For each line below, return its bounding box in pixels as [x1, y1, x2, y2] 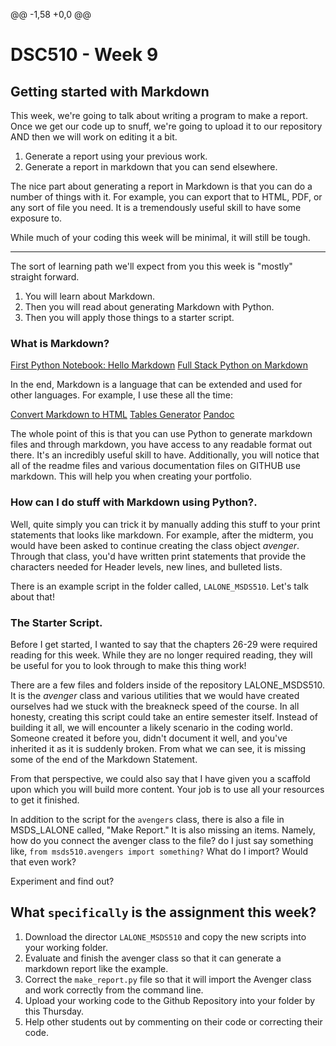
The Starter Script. [10, 615, 103, 629]
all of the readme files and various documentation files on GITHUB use [10, 460, 301, 472]
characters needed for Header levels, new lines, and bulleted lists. [10, 560, 283, 573]
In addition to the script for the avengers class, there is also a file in [10, 813, 285, 825]
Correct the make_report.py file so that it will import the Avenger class [24, 973, 312, 985]
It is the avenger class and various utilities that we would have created [10, 689, 300, 701]
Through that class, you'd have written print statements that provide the [10, 550, 307, 562]
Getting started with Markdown [10, 83, 210, 100]
